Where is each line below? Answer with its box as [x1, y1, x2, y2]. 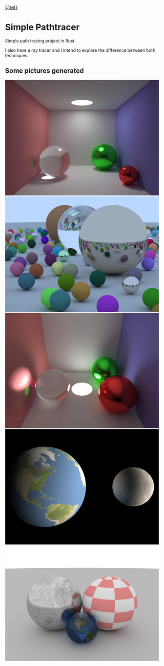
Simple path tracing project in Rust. [5, 38, 76, 43]
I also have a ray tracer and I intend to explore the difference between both [5, 47, 156, 53]
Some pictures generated [5, 66, 84, 75]
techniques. [5, 52, 29, 58]
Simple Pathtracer [5, 22, 80, 33]
